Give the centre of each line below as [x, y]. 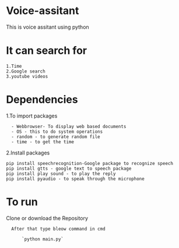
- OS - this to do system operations [57, 132]
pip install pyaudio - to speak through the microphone [75, 179]
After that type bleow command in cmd [59, 229]
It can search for [47, 51]
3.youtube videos [27, 76]
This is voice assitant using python [48, 27]
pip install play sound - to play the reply [61, 174]
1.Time [14, 66]
